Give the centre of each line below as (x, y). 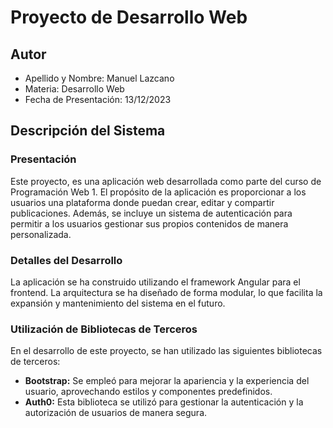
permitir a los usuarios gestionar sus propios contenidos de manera (149, 223)
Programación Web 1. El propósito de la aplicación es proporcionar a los (158, 192)
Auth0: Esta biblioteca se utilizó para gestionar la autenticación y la (164, 402)
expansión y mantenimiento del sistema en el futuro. (118, 303)
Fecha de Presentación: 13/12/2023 (98, 99)
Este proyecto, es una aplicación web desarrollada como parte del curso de (166, 181)
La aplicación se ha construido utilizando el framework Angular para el (155, 282)
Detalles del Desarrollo (66, 260)
